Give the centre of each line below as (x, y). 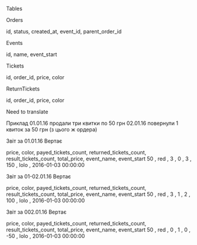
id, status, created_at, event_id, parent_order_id (64, 31)
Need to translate (27, 112)
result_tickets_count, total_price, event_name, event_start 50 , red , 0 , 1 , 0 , (98, 230)
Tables (14, 9)
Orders (15, 20)
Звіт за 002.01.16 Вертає (36, 212)
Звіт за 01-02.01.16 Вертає (39, 176)
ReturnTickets (23, 89)
